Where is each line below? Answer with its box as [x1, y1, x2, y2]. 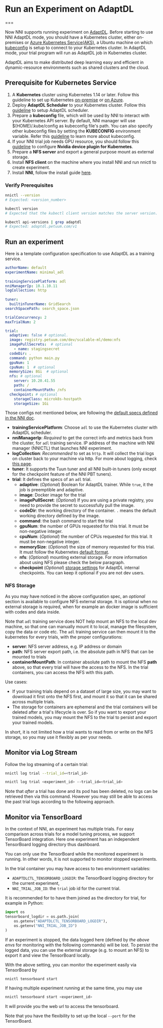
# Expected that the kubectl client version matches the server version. [5, 211, 158, 216]
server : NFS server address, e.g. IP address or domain [12, 643, 122, 649]
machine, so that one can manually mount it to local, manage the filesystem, [5, 623, 158, 629]
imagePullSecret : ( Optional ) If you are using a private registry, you [19, 497, 153, 503]
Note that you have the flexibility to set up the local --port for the [5, 1013, 136, 1019]
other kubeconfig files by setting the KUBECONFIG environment [12, 128, 141, 134]
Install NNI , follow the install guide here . [12, 170, 92, 175]
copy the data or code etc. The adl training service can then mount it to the [5, 629, 156, 634]
